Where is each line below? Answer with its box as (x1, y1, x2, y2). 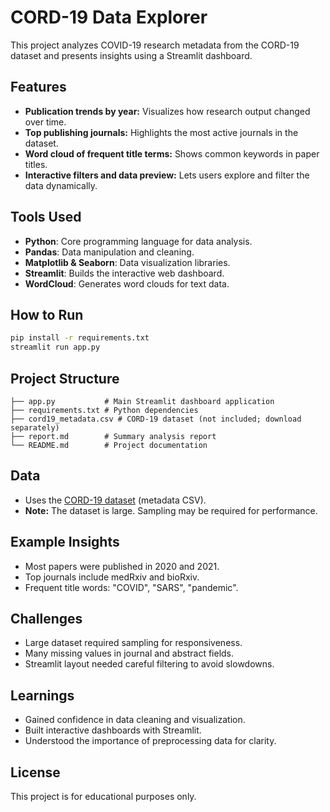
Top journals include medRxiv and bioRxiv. (24, 571, 200, 583)
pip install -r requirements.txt (10, 333, 150, 343)
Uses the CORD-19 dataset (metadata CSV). (24, 494, 207, 506)
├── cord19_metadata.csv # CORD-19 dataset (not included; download (10, 414, 302, 424)
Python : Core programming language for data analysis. (24, 235, 253, 247)
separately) (10, 422, 60, 433)
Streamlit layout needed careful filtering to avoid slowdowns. (24, 658, 275, 670)
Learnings (10, 687, 75, 704)
